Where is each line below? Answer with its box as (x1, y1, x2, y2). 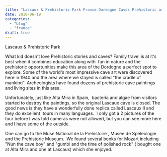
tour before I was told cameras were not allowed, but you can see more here (5, 116, 162, 121)
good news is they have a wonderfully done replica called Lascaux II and (5, 105, 154, 111)
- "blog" (9, 21, 28, 26)
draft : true (5, 30, 30, 35)
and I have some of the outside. (5, 121, 70, 127)
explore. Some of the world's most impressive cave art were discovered (5, 69, 153, 75)
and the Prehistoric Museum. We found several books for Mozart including (5, 136, 159, 142)
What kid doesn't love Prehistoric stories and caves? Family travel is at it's (5, 53, 157, 59)
